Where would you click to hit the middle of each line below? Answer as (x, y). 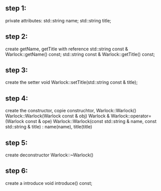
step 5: (17, 142)
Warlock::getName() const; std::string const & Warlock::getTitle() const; (80, 54)
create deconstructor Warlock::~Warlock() (50, 155)
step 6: (17, 171)
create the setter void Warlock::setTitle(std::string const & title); (72, 82)
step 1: (16, 8)
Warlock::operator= (131, 116)
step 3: (17, 70)
